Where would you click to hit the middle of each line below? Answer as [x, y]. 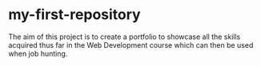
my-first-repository [75, 15]
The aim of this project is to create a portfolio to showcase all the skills [124, 37]
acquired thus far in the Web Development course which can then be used [131, 45]
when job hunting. [38, 53]
